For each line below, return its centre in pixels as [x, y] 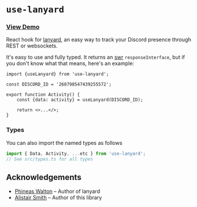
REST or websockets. [32, 46]
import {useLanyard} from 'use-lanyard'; [58, 74]
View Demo [23, 27]
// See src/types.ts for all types [50, 159]
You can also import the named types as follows [64, 142]
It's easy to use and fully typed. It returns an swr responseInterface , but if [96, 57]
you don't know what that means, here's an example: [70, 63]
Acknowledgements [44, 177]
